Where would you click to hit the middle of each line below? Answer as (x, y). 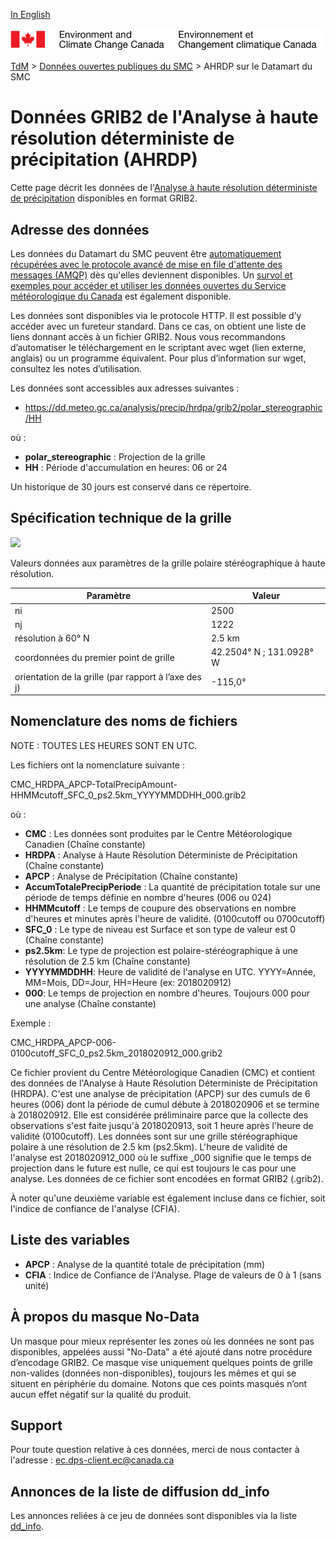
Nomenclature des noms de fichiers (124, 721)
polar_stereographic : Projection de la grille (115, 457)
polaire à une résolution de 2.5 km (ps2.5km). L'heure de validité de (149, 1146)
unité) (37, 1285)
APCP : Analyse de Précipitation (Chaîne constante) (131, 876)
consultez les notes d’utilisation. (76, 369)
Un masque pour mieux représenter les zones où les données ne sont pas (162, 1341)
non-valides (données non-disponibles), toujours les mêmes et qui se (153, 1373)
